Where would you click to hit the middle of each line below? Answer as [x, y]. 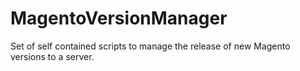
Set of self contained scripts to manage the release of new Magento [150, 46]
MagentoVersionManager [119, 18]
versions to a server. [52, 56]
